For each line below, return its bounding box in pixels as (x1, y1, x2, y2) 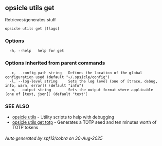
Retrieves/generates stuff (5, 16, 56, 22)
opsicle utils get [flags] (5, 26, 60, 31)
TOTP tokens (12, 124, 38, 130)
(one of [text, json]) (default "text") (5, 92, 89, 97)
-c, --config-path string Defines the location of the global (9, 70, 143, 76)
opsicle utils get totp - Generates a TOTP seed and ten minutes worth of (12, 119, 157, 125)
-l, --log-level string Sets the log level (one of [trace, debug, (9, 79, 158, 84)
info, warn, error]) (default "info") (5, 83, 84, 88)
